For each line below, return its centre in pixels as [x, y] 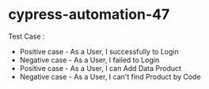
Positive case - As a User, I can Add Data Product [101, 68]
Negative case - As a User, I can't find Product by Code [110, 76]
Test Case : [27, 36]
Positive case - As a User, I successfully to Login [99, 51]
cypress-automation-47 [89, 15]
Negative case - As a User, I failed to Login [89, 60]
